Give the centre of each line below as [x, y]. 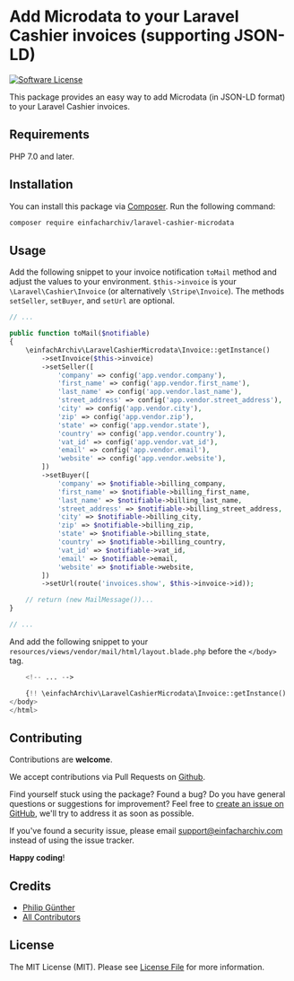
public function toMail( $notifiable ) [80, 334]
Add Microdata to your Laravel [124, 17]
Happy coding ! [37, 858]
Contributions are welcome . [61, 759]
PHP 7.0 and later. [42, 156]
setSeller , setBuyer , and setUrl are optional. [92, 301]
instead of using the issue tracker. [72, 840]
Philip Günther [48, 907]
